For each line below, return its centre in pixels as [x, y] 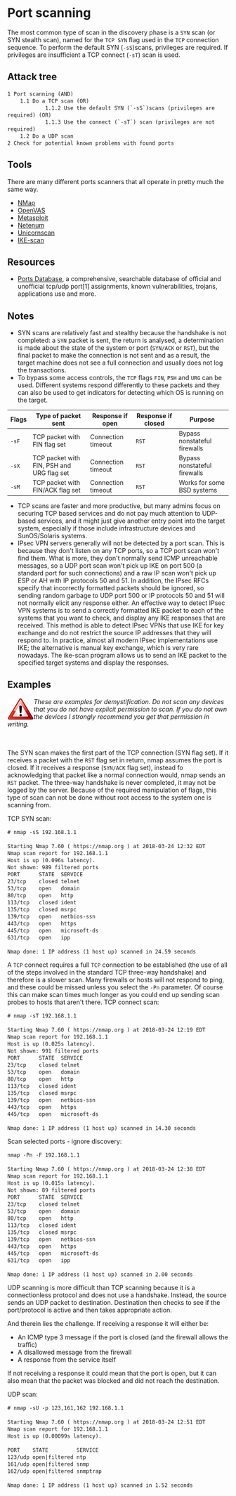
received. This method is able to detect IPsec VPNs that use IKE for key [121, 625]
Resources [31, 262]
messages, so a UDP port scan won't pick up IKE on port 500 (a [110, 565]
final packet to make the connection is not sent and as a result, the [114, 356]
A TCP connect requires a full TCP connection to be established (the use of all [117, 965]
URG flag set [51, 473]
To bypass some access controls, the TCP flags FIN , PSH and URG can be [120, 378]
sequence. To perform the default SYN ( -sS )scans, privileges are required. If [118, 47]
